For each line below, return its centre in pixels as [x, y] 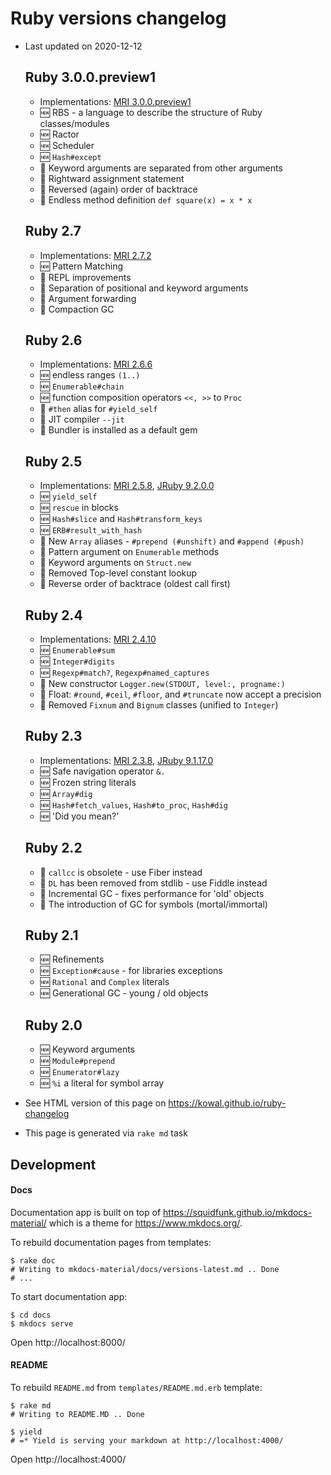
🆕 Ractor [59, 134]
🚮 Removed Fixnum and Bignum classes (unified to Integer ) [159, 705]
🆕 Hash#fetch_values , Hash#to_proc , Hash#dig [133, 804]
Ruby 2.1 [51, 935]
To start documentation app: [69, 1296]
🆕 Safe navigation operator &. [102, 771]
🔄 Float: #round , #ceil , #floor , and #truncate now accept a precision [180, 694]
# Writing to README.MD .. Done [77, 1415]
